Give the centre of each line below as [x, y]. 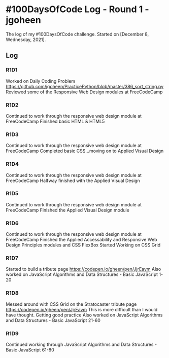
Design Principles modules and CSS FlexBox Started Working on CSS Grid [83, 245]
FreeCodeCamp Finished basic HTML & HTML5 [55, 121]
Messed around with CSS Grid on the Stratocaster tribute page [71, 304]
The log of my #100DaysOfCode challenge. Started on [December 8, [77, 34]
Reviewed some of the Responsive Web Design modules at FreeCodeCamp [84, 92]
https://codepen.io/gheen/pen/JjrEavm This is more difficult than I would [82, 309]
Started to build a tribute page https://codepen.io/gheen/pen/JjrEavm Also [83, 269]
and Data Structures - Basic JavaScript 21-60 [53, 320]
